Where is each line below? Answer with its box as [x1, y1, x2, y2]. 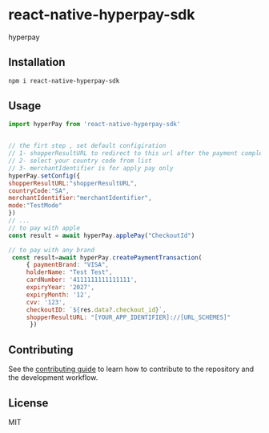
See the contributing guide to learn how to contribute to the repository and [8, 364, 255, 374]
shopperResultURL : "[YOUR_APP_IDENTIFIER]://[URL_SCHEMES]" [26, 313, 231, 321]
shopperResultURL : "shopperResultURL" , [8, 179, 138, 187]
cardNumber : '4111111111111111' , [26, 276, 138, 284]
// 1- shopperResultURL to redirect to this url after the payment [8, 149, 239, 157]
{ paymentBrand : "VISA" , [26, 261, 110, 269]
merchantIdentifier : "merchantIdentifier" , [8, 194, 152, 202]
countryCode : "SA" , [8, 186, 70, 194]
